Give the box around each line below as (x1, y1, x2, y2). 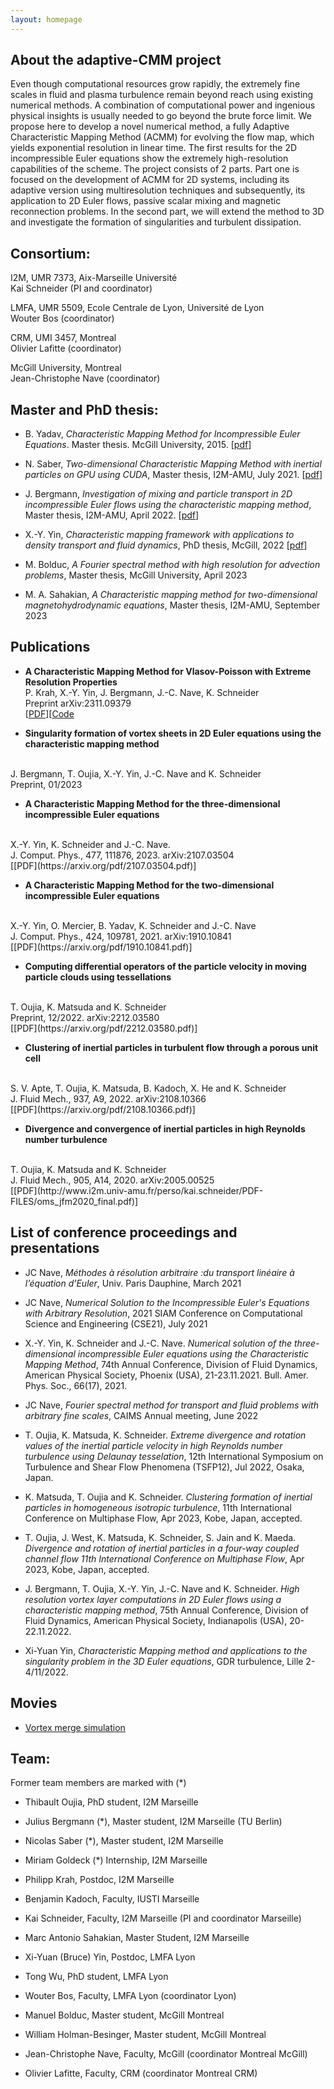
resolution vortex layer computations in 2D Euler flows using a (24, 1593, 282, 1605)
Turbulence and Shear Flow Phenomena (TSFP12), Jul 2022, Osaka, (24, 1461, 305, 1473)
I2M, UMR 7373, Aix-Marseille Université (10, 272, 178, 284)
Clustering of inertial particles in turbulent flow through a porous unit (24, 1041, 319, 1053)
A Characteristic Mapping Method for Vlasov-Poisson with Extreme (24, 665, 312, 677)
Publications (10, 639, 91, 656)
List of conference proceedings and (10, 1224, 238, 1241)
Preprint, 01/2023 (10, 778, 83, 790)
